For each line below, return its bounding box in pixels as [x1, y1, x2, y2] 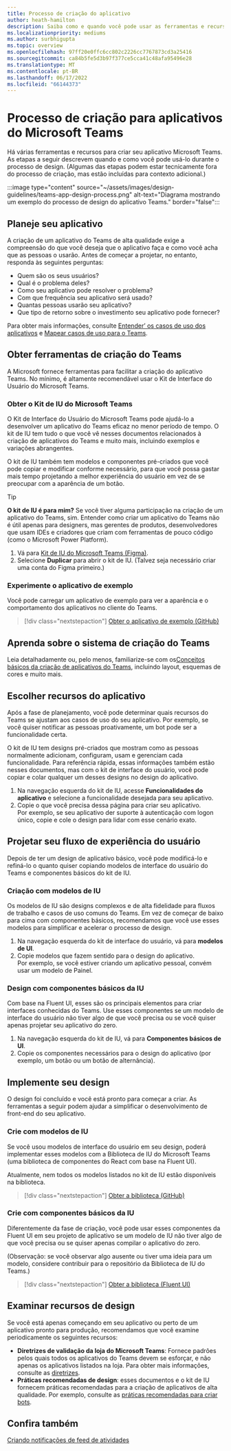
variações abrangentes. [7, 444, 74, 453]
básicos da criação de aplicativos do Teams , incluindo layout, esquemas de [7, 663, 221, 671]
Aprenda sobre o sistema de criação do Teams [7, 637, 210, 649]
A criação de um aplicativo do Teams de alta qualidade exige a [7, 236, 185, 244]
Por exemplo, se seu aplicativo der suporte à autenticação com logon [16, 809, 214, 817]
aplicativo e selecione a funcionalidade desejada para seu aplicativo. [16, 794, 214, 802]
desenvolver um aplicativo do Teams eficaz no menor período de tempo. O [7, 422, 219, 431]
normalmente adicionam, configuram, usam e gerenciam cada [7, 751, 184, 760]
